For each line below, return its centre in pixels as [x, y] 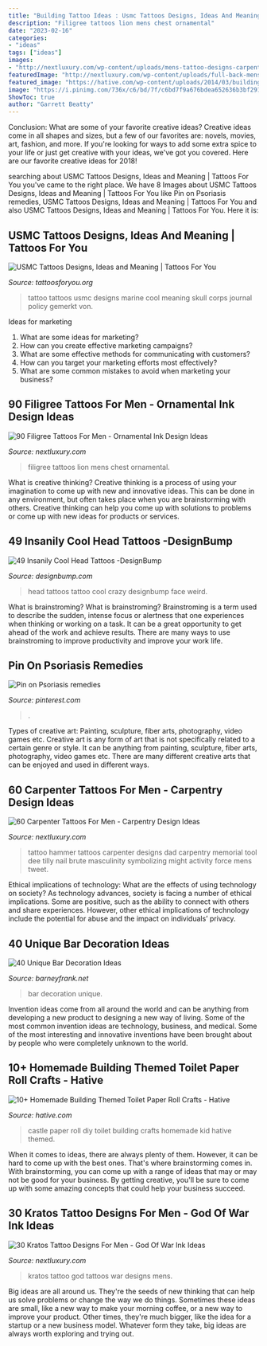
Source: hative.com [40, 1115]
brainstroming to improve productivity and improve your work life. [116, 640]
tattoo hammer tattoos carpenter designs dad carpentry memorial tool [142, 852]
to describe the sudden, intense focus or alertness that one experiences [126, 615]
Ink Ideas [31, 1226]
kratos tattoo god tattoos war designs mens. [100, 1276]
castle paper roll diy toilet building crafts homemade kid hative [130, 1130]
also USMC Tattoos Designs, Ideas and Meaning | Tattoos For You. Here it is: [133, 210]
